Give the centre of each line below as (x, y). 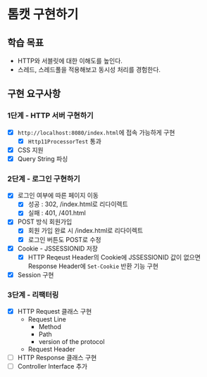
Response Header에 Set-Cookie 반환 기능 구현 (93, 266)
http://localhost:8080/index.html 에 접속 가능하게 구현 (96, 132)
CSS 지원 (30, 150)
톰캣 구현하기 (43, 14)
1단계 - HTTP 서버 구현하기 (50, 115)
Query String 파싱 (43, 158)
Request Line (47, 319)
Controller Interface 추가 (52, 366)
